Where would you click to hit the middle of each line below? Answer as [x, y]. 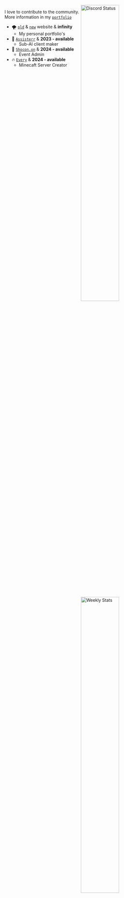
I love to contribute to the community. [42, 12]
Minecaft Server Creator [43, 65]
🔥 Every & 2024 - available [39, 59]
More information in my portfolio [38, 17]
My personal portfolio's [42, 34]
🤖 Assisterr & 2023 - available [43, 39]
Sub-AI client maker [39, 44]
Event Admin [31, 54]
